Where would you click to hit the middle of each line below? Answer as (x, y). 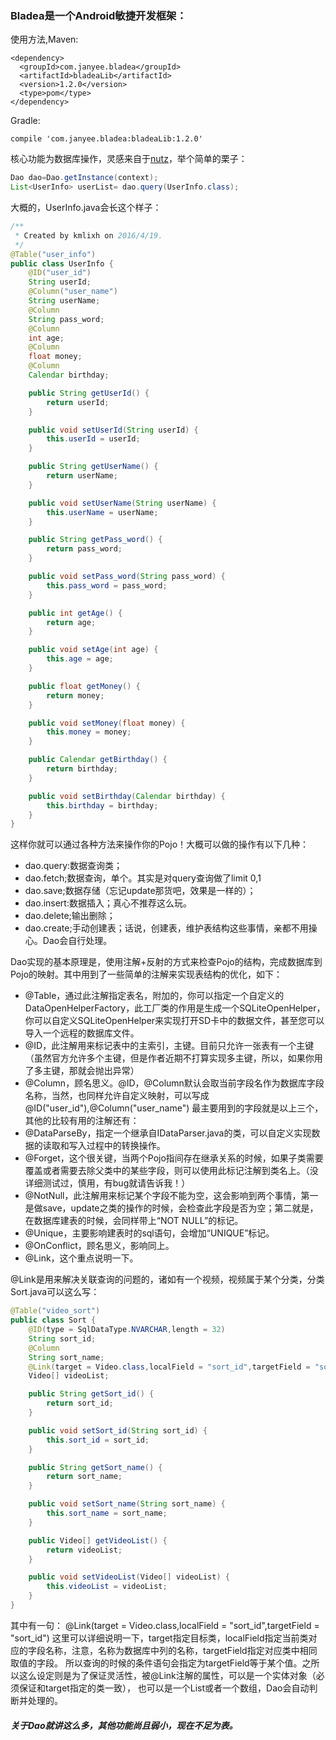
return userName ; (82, 476)
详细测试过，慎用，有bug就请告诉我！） (107, 1183)
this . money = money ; (89, 732)
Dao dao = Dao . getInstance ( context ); (84, 178)
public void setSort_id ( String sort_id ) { (118, 1430)
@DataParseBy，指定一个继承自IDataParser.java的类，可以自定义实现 (168, 1133)
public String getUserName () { (93, 467)
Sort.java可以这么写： (55, 1292)
